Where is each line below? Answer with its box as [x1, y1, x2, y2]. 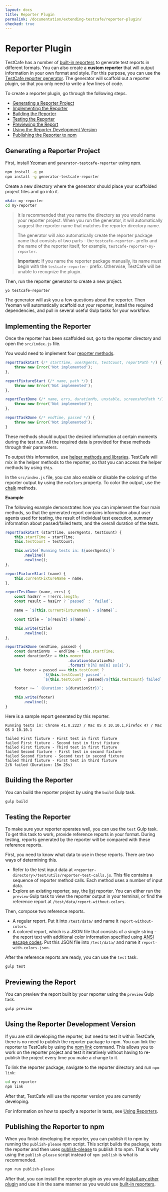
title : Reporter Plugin [5, 12, 55, 17]
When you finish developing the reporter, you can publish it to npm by [5, 1136, 149, 1142]
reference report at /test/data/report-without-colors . [12, 899, 126, 905]
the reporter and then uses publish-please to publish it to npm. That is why [5, 1146, 159, 1152]
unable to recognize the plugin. [17, 268, 81, 274]
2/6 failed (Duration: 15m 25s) [5, 762, 72, 767]
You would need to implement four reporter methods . [5, 350, 115, 356]
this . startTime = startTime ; [14, 534, 75, 540]
